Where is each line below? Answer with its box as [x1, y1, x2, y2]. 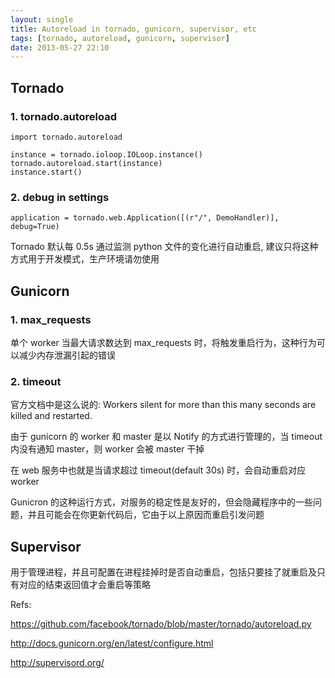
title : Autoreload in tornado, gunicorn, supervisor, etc [10, 24, 257, 34]
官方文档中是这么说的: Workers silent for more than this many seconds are [10, 399, 317, 411]
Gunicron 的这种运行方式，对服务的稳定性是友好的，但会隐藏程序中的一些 [10, 496, 314, 508]
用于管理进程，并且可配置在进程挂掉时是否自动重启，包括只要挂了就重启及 [10, 566, 317, 578]
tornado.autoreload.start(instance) [10, 158, 163, 168]
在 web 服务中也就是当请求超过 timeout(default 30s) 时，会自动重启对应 [10, 464, 307, 476]
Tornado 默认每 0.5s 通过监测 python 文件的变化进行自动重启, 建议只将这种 [10, 241, 319, 253]
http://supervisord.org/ [10, 657, 105, 669]
